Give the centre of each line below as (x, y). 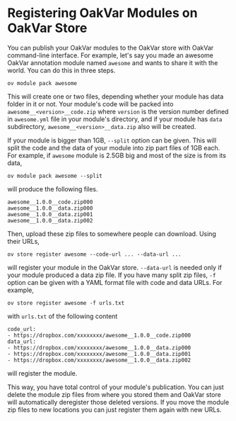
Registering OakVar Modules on (102, 13)
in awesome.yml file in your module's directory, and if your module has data (115, 119)
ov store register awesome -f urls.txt (66, 303)
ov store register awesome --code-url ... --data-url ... (94, 254)
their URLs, (24, 241)
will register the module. (42, 373)
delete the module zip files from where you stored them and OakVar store (114, 394)
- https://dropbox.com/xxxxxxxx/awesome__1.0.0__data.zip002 (99, 360)
